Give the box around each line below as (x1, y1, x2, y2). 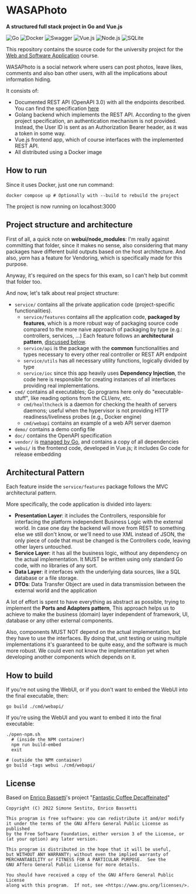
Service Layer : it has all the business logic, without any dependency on (14, 550, 187, 557)
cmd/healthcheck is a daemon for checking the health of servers (23, 401, 177, 408)
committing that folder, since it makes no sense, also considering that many (6, 241, 188, 248)
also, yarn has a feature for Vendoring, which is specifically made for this (6, 254, 183, 261)
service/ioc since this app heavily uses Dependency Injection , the (23, 369, 186, 377)
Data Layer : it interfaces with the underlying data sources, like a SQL (14, 568, 181, 576)
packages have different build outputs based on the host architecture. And (6, 248, 185, 255)
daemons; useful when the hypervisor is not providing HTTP (23, 406, 169, 414)
